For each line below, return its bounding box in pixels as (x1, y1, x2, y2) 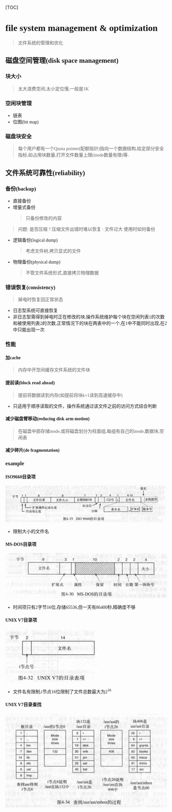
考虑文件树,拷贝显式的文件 (25, 248, 81, 254)
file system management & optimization (5, 23, 158, 33)
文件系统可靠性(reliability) (5, 169, 86, 177)
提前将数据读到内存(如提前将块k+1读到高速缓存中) (17, 393, 123, 398)
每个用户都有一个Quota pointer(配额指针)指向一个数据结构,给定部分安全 (17, 146, 164, 152)
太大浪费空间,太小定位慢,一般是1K (17, 86, 89, 91)
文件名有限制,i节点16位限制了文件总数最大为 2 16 (12, 688, 111, 695)
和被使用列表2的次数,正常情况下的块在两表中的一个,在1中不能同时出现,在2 (12, 321, 167, 326)
